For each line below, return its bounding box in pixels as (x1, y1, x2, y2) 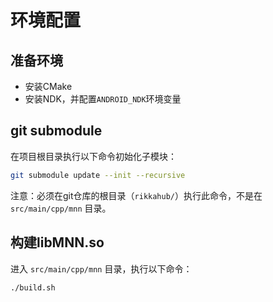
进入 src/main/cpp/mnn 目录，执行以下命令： (10, 262, 193, 275)
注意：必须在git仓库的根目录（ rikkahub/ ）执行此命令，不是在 (10, 189, 263, 201)
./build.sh (10, 282, 56, 293)
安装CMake (24, 81, 73, 92)
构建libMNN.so (10, 234, 105, 251)
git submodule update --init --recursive (10, 170, 186, 180)
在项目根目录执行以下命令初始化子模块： (10, 150, 177, 162)
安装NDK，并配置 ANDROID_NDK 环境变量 (24, 93, 182, 105)
